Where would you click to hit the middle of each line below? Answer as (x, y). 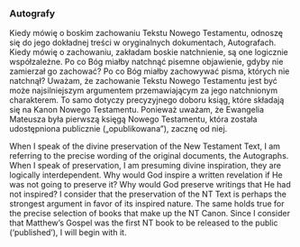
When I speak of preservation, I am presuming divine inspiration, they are (145, 166)
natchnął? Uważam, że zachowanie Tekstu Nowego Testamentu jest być (143, 81)
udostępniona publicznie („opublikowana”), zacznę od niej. (118, 129)
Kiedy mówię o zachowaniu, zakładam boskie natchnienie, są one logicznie (149, 52)
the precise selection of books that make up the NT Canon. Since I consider (150, 214)
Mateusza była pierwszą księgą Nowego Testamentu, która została (133, 119)
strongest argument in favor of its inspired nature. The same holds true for (147, 204)
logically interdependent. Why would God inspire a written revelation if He (146, 175)
